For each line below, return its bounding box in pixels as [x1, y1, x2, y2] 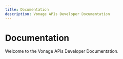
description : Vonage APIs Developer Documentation [5, 12, 110, 16]
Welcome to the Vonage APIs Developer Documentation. [5, 48, 119, 54]
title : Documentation [5, 7, 49, 12]
